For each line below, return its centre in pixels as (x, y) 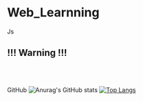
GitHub (17, 89)
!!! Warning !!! (37, 53)
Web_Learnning (53, 13)
